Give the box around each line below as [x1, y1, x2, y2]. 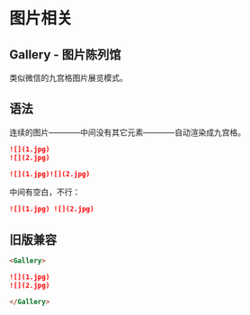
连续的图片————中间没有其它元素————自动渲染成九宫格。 [9, 127, 246, 138]
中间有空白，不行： [9, 186, 81, 198]
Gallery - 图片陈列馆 [9, 47, 121, 62]
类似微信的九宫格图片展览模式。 [9, 73, 128, 83]
